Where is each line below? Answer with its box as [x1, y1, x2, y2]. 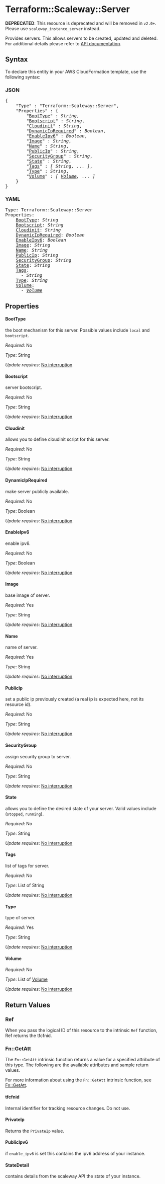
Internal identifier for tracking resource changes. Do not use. [5, 1105, 130, 1111]
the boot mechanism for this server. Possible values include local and [5, 327, 150, 333]
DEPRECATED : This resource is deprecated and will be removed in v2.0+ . [5, 20, 156, 26]
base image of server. [5, 592, 51, 598]
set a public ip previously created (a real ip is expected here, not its [5, 696, 144, 702]
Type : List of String [5, 882, 45, 888]
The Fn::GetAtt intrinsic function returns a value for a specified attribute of [5, 1057, 160, 1063]
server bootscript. [5, 384, 43, 390]
